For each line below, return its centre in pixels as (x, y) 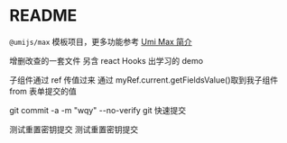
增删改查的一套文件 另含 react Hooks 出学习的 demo (106, 60)
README (43, 16)
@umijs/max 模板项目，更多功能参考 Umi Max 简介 (101, 41)
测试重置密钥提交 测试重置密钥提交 (74, 129)
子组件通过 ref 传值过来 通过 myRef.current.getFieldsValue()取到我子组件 (144, 80)
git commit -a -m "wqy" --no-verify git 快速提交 (98, 110)
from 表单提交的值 (43, 91)
